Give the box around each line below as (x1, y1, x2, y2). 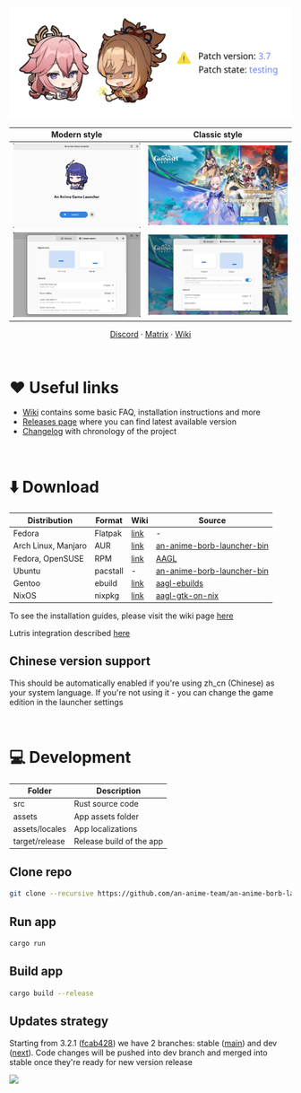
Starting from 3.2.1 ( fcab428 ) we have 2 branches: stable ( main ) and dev (9, 1037, 278, 1048)
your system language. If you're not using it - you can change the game (9, 686, 274, 697)
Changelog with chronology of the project (21, 426, 177, 437)
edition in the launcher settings (9, 696, 124, 707)
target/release (13, 836, 65, 847)
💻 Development (9, 747, 132, 767)
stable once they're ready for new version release (9, 1056, 193, 1067)
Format (95, 514, 123, 526)
